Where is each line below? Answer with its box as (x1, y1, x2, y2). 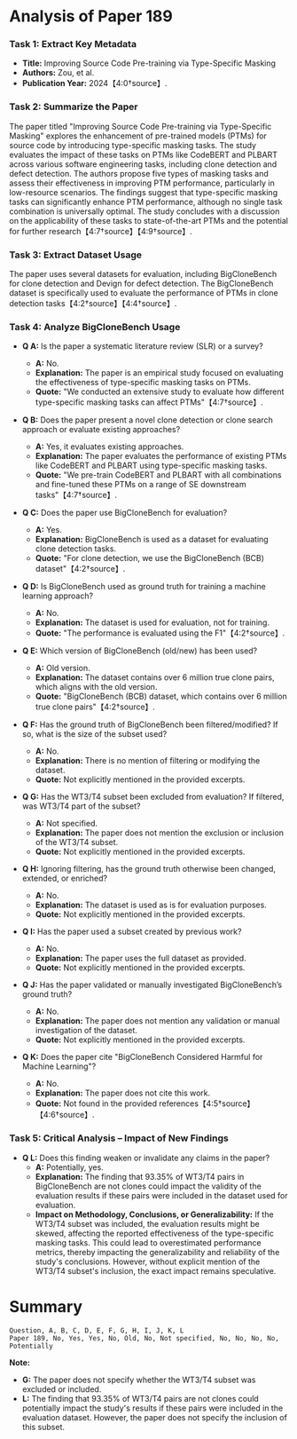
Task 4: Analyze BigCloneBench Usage (9, 321, 181, 333)
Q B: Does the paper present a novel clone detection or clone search (21, 415, 273, 425)
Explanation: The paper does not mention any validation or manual (35, 1016, 281, 1026)
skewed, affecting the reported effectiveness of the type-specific (35, 1228, 275, 1238)
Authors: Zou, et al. (21, 67, 95, 78)
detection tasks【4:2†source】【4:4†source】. (9, 298, 177, 309)
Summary (9, 1296, 82, 1316)
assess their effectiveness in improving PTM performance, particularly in (9, 178, 275, 188)
